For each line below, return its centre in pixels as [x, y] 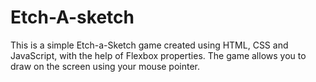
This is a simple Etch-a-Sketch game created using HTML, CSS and [149, 45]
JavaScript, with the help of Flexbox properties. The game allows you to [158, 55]
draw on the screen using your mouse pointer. [105, 66]
